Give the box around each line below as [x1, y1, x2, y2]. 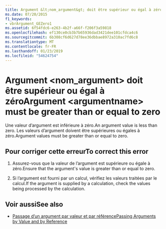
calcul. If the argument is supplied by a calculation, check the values [12, 181, 151, 186]
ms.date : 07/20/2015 [5, 12, 48, 17]
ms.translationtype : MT [5, 40, 54, 45]
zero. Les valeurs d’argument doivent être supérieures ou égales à [5, 128, 140, 134]
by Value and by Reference [12, 218, 68, 224]
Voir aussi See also [5, 200, 63, 208]
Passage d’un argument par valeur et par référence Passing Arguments [12, 213, 156, 219]
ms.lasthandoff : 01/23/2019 [5, 48, 63, 53]
